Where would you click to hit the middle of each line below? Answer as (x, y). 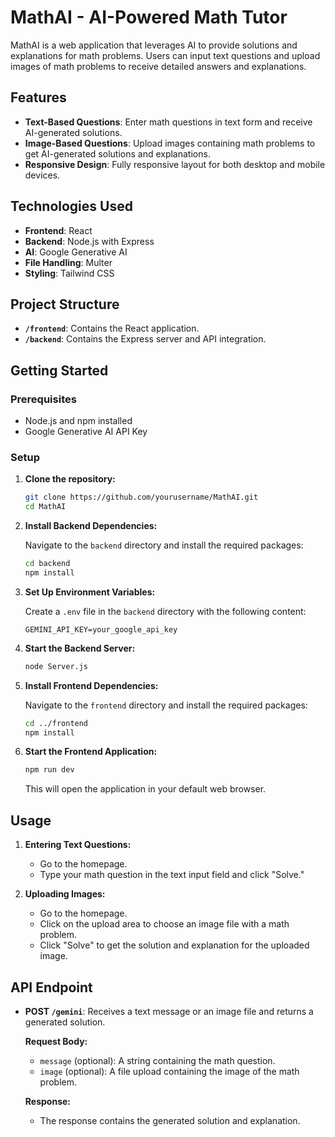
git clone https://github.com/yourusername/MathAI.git (141, 497)
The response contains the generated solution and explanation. (170, 1120)
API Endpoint (51, 987)
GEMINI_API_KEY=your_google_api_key (101, 629)
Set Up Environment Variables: (90, 592)
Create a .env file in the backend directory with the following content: (165, 611)
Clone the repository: (70, 479)
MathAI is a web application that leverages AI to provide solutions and (154, 45)
